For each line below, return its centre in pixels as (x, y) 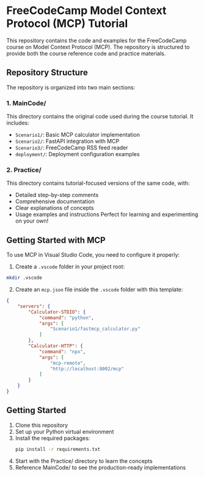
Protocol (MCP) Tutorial (67, 23)
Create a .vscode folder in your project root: (70, 267)
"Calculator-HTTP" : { (56, 346)
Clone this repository (42, 425)
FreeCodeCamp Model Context (86, 11)
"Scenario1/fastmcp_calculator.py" (95, 329)
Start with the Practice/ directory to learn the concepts (84, 461)
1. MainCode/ (26, 103)
